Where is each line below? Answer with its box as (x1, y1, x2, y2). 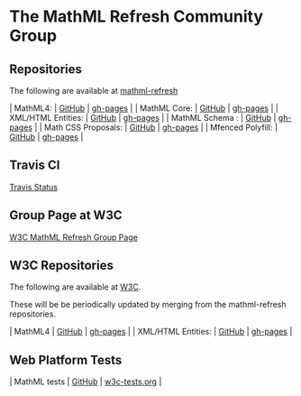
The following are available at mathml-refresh (9, 86, 178, 96)
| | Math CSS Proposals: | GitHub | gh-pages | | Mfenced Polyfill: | (34, 122, 278, 133)
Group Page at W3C (9, 207, 123, 223)
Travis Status (9, 181, 59, 192)
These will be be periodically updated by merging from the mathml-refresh (9, 299, 287, 310)
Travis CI (9, 158, 60, 173)
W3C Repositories (9, 258, 114, 273)
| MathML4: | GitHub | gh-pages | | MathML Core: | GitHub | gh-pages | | (9, 103, 279, 114)
